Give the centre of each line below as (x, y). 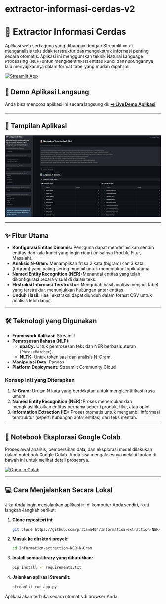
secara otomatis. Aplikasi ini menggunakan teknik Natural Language (74, 56)
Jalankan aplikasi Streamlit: (41, 577)
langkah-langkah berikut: (31, 510)
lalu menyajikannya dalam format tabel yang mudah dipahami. (68, 67)
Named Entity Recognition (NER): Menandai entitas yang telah (76, 274)
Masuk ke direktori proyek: (41, 539)
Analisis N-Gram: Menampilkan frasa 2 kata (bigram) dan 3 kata (78, 263)
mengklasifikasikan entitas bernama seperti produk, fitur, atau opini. (81, 406)
